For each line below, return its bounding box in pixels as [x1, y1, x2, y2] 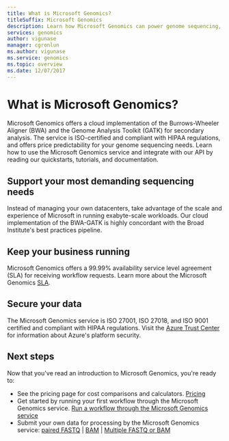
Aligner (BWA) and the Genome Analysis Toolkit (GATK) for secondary [7, 126, 204, 135]
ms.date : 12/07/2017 [7, 67, 66, 74]
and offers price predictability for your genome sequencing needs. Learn [7, 141, 213, 149]
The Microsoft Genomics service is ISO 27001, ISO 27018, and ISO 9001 [7, 316, 208, 325]
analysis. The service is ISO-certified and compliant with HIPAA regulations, [7, 134, 221, 142]
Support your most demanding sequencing [7, 175, 194, 187]
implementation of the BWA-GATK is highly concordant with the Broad [7, 219, 204, 227]
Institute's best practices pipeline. [7, 226, 103, 235]
